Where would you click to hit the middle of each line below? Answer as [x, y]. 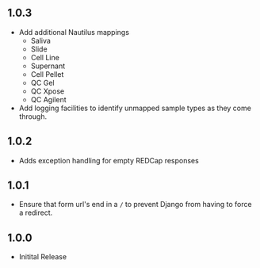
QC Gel [42, 82]
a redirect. [36, 212]
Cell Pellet [47, 74]
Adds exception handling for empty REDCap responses [109, 160]
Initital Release [43, 257]
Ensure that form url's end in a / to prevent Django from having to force [135, 205]
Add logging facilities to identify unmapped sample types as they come [135, 108]
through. [33, 116]
